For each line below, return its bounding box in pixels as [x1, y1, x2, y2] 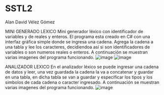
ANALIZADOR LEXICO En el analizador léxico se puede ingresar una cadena [5, 64, 159, 70]
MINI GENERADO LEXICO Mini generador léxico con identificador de [5, 28, 143, 34]
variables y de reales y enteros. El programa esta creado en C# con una [5, 34, 151, 39]
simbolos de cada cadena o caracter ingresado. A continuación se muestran [5, 79, 160, 85]
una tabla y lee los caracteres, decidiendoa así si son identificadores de [5, 44, 150, 50]
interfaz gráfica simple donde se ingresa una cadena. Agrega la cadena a [5, 38, 154, 44]
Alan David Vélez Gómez [5, 19, 55, 25]
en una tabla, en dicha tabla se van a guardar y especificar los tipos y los [5, 74, 153, 80]
